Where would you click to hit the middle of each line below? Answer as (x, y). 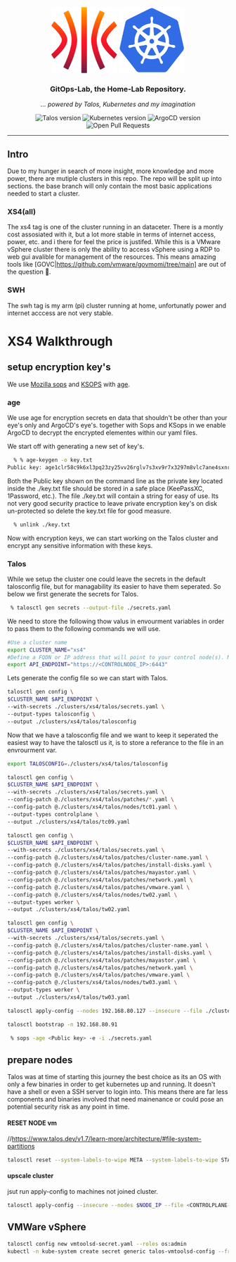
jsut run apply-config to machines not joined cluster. (83, 1191)
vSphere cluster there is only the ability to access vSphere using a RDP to (113, 250)
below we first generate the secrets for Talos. (73, 594)
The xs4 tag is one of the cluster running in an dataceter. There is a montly (115, 227)
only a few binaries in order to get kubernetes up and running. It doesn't (111, 1084)
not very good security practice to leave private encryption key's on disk (112, 503)
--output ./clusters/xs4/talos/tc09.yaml (69, 822)
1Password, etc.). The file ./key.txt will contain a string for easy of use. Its (113, 496)
